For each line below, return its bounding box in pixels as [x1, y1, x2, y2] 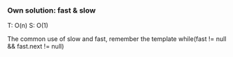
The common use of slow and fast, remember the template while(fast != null [7, 35, 227, 43]
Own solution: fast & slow [7, 6, 96, 15]
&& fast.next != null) [7, 42, 65, 51]
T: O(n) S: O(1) [7, 22, 49, 30]
